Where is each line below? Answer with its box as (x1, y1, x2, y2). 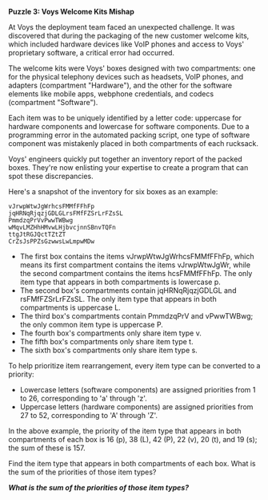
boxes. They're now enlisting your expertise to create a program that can (8, 163, 249, 172)
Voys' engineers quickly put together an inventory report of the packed (8, 154, 242, 164)
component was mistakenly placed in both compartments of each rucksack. (8, 139, 258, 148)
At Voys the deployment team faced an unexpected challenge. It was (8, 22, 235, 31)
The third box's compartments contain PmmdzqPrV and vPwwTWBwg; (19, 311, 254, 320)
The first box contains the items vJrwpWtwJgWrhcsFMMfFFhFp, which (19, 252, 254, 261)
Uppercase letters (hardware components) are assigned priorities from (19, 402, 254, 412)
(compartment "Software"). (8, 98, 98, 107)
